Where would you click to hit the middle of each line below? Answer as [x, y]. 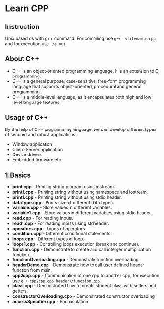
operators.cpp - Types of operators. [49, 229]
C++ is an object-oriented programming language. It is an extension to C [85, 71]
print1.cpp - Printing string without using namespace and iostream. [80, 192]
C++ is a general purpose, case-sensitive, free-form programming [79, 81]
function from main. [32, 270]
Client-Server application [37, 149]
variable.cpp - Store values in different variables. [62, 208]
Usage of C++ [27, 117]
